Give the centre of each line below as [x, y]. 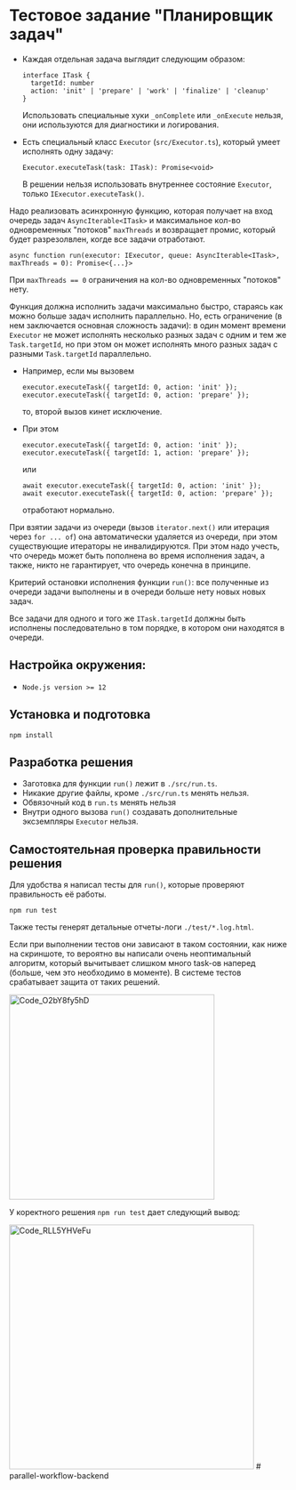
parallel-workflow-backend [59, 1476]
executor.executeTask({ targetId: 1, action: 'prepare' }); [136, 453]
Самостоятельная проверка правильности [135, 849]
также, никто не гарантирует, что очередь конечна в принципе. [130, 565]
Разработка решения [71, 762]
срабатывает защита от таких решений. [85, 982]
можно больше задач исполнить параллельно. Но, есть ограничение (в [146, 316]
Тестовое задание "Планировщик [141, 16]
